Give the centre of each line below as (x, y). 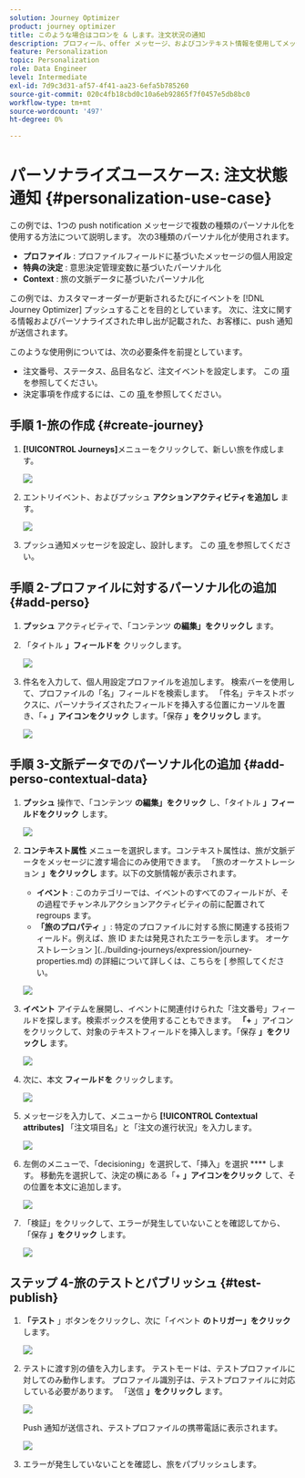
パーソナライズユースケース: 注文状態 (149, 176)
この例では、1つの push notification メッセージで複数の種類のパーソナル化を (152, 225)
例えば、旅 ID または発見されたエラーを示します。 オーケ (183, 938)
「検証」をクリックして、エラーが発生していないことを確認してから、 (153, 1223)
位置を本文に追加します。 (78, 1186)
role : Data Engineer (49, 69)
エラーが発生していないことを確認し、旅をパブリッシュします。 (142, 1464)
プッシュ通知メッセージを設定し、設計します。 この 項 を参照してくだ (153, 544)
